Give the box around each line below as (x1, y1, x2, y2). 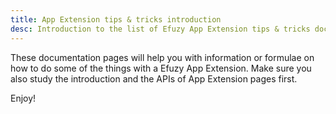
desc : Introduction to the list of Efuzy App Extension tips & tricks (10, 24, 311, 34)
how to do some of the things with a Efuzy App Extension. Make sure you (10, 62, 312, 74)
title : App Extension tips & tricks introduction (10, 14, 222, 25)
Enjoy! (10, 92, 37, 104)
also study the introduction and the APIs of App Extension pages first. (10, 72, 298, 85)
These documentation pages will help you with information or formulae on (10, 51, 315, 63)
